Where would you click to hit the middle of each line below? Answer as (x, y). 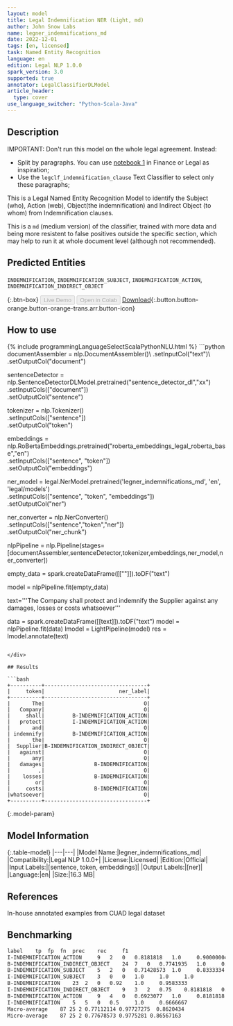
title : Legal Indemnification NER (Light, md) (76, 20)
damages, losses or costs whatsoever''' (64, 608)
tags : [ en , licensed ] (38, 46)
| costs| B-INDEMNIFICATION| (79, 789)
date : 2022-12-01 (32, 40)
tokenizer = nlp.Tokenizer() (46, 411)
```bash (18, 679)
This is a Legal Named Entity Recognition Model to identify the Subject (108, 198)
